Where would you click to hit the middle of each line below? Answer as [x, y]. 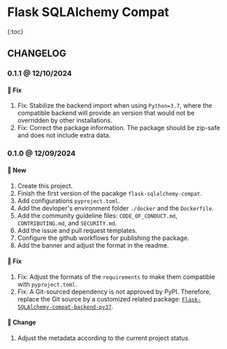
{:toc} [15, 31]
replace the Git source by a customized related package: [99, 299]
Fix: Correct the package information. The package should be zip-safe [119, 128]
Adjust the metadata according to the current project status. [104, 338]
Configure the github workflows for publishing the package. [103, 238]
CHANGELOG [37, 54]
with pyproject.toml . [47, 284]
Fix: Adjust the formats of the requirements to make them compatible [116, 276]
